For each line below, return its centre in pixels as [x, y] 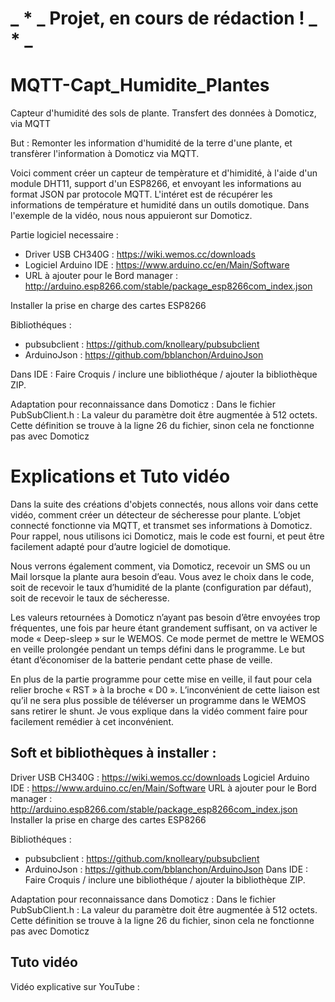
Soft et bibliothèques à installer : [113, 753]
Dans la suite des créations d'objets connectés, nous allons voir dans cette [164, 504]
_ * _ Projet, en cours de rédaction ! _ [164, 18]
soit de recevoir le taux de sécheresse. [90, 598]
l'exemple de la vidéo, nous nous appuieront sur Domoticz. [131, 216]
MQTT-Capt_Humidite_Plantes [140, 85]
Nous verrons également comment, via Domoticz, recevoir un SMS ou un [160, 566]
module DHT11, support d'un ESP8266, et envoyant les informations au [156, 184]
